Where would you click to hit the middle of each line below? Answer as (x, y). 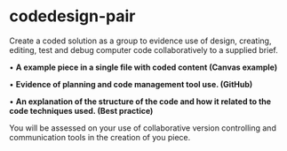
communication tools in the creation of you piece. (100, 137)
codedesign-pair (72, 16)
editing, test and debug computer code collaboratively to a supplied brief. (143, 49)
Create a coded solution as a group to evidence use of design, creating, (140, 41)
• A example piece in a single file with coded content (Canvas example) (143, 67)
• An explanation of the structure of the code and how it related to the (140, 101)
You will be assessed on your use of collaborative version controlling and (143, 128)
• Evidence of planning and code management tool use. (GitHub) (131, 84)
